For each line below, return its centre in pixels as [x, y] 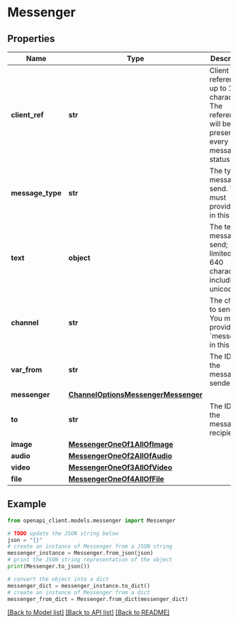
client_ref [27, 115]
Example [27, 504]
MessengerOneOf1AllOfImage [121, 444]
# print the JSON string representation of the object [90, 560]
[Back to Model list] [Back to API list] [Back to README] [89, 612]
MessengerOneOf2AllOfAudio [120, 456]
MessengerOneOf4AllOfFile [116, 479]
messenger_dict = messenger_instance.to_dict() [79, 586]
